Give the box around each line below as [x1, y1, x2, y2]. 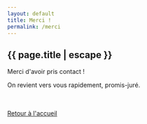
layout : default [7, 10, 55, 17]
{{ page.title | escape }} [7, 49, 113, 61]
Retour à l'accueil [7, 109, 57, 118]
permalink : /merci [7, 23, 61, 30]
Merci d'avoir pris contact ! [7, 68, 85, 76]
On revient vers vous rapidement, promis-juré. [7, 81, 141, 89]
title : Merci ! [7, 17, 52, 24]
